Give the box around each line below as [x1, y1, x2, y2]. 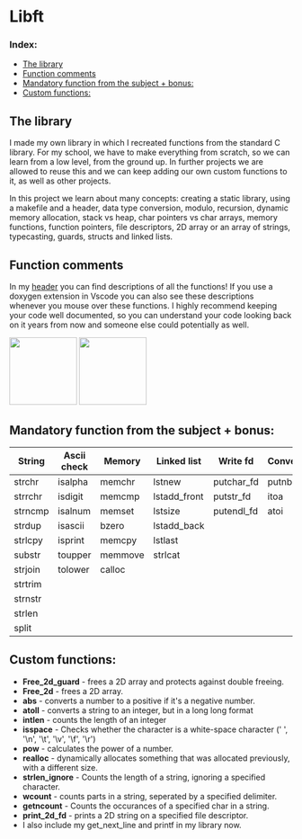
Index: [9, 39, 38, 51]
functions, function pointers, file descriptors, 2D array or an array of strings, [9, 222, 290, 233]
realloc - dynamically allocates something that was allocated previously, [22, 753, 290, 763]
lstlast [153, 533, 179, 546]
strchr [13, 475, 40, 487]
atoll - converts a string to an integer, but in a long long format [22, 704, 253, 716]
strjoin [13, 563, 40, 576]
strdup [13, 519, 42, 531]
